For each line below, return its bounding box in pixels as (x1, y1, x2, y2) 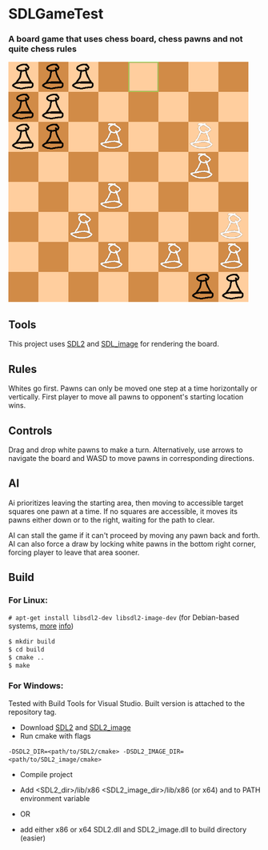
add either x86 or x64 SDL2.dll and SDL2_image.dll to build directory (19, 824, 247, 834)
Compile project (19, 769, 74, 779)
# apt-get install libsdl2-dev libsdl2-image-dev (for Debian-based (8, 613, 240, 623)
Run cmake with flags (19, 731, 91, 740)
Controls (8, 423, 53, 437)
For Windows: (8, 680, 64, 692)
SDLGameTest (8, 5, 104, 23)
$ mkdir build (8, 638, 56, 646)
